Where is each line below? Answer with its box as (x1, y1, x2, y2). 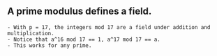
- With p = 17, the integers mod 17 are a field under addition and (7, 24, 211, 30)
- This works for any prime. (7, 41, 92, 49)
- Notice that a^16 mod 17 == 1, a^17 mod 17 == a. (7, 36, 160, 43)
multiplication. (7, 30, 54, 37)
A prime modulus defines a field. (7, 6, 152, 17)
